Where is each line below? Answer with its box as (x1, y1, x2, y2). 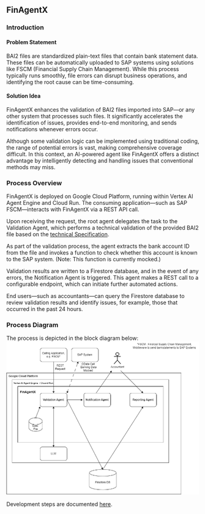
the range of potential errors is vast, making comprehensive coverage (6, 144, 182, 151)
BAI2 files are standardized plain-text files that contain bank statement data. (6, 52, 198, 59)
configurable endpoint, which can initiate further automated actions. (6, 280, 178, 288)
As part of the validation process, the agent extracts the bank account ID (6, 242, 190, 250)
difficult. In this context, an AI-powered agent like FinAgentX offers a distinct (6, 150, 199, 158)
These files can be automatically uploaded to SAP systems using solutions (6, 58, 194, 66)
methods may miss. (6, 163, 56, 171)
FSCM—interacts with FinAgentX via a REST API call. (6, 205, 140, 213)
